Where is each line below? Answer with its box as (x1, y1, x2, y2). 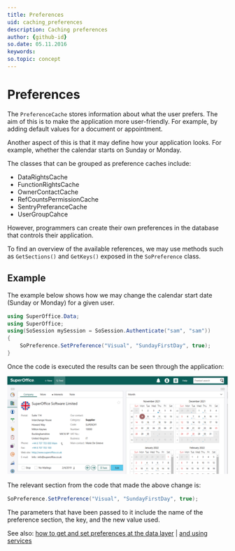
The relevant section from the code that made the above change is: (7, 481, 201, 489)
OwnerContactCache (17, 188, 79, 196)
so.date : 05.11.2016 (7, 41, 68, 48)
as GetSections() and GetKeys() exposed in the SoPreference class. (7, 252, 201, 260)
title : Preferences (7, 11, 64, 18)
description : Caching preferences (7, 26, 108, 33)
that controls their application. (7, 231, 94, 239)
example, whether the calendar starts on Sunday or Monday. (7, 146, 182, 154)
